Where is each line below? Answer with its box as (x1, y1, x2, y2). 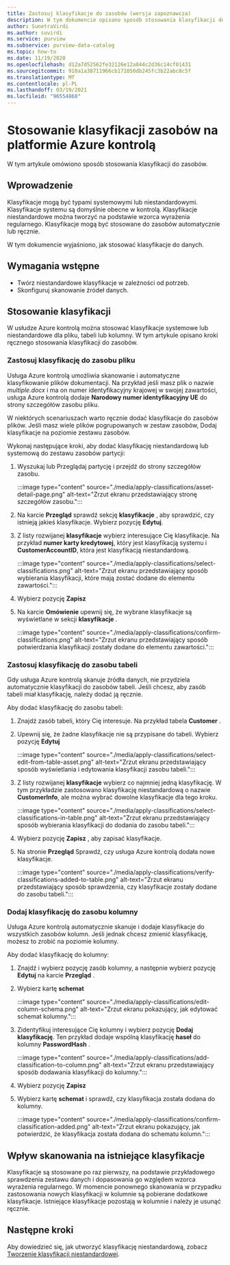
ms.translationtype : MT (7, 73, 75, 81)
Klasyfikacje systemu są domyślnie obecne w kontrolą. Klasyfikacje (7, 205, 198, 213)
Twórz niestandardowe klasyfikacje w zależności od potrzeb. (16, 279, 190, 287)
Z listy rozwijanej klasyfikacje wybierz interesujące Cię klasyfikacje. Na (16, 531, 220, 539)
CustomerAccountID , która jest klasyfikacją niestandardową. (16, 546, 190, 554)
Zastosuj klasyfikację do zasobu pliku (7, 356, 136, 365)
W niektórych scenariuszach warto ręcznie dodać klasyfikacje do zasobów (7, 413, 219, 422)
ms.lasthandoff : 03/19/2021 (7, 86, 88, 93)
